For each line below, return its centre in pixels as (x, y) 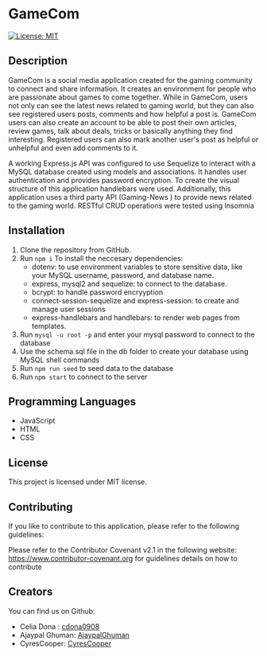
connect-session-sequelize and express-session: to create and (135, 300)
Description (38, 61)
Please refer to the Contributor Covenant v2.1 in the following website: (122, 550)
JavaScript (37, 421)
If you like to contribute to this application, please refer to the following (124, 526)
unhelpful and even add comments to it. (74, 147)
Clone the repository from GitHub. (75, 250)
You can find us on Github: (52, 611)
